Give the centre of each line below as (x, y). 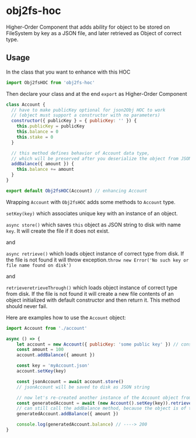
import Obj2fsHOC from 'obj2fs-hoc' (50, 82)
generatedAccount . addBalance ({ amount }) (67, 414)
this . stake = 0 (35, 137)
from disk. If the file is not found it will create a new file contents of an (90, 294)
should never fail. (27, 306)
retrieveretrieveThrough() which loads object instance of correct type (92, 287)
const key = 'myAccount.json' (53, 366)
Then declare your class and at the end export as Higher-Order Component (97, 94)
